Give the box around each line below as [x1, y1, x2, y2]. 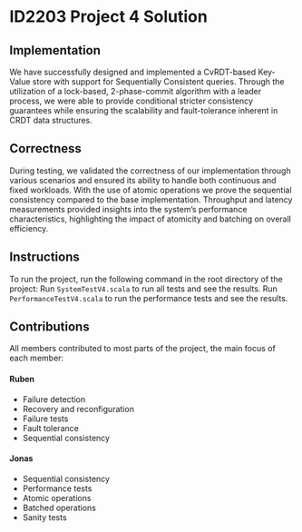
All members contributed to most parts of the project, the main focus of [9, 343, 277, 354]
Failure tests [22, 413, 69, 424]
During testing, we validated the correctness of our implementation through [9, 165, 292, 176]
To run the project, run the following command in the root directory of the [9, 273, 283, 284]
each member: [9, 352, 64, 364]
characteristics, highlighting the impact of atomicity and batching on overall [9, 213, 292, 224]
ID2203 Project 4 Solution [9, 6, 209, 27]
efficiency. [9, 222, 49, 233]
